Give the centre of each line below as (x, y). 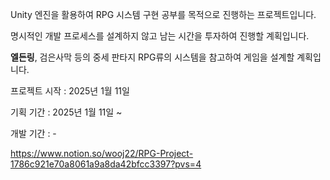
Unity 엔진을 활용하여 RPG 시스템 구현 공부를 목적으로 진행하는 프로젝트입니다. (163, 14)
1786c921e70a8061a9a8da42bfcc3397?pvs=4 (106, 164)
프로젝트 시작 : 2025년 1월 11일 (70, 91)
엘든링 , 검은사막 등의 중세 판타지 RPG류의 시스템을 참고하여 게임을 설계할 (152, 57)
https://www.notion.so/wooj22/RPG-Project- (102, 153)
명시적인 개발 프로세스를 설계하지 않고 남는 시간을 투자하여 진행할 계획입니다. (160, 36)
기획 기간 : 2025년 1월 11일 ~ (66, 112)
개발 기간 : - (33, 133)
